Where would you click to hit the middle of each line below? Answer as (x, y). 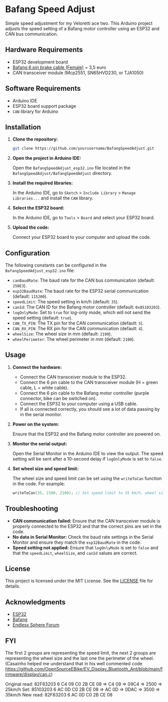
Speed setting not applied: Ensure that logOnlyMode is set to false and (85, 547)
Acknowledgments (36, 602)
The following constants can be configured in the (56, 265)
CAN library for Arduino (35, 111)
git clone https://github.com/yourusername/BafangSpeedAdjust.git (83, 149)
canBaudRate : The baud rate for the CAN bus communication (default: (83, 280)
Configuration (28, 253)
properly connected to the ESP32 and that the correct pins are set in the (87, 526)
